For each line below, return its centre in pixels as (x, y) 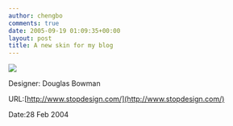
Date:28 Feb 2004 (39, 115)
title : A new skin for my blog (61, 46)
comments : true (34, 23)
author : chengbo (35, 16)
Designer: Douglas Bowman (54, 83)
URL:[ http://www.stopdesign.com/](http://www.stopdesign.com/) (116, 99)
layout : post (30, 38)
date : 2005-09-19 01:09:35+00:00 (64, 30)
